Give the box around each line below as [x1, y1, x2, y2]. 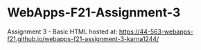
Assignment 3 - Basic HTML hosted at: [7, 27, 118, 36]
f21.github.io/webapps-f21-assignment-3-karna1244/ [7, 34, 159, 42]
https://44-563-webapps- [119, 27, 194, 36]
